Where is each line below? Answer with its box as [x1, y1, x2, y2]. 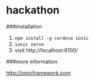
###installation [6, 23, 42, 30]
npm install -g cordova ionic [14, 35, 89, 41]
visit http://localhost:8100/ [14, 46, 78, 53]
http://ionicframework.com [6, 69, 71, 76]
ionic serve [14, 42, 44, 47]
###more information [6, 58, 58, 65]
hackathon [6, 4, 60, 17]
